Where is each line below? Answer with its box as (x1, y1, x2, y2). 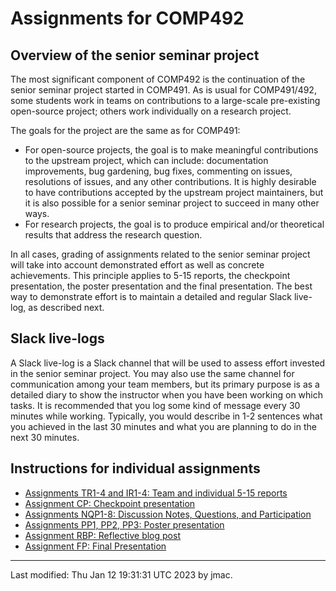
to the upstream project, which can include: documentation (24, 155, 269, 166)
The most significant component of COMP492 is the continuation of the (10, 73, 306, 85)
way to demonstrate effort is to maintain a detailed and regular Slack (10, 291, 292, 302)
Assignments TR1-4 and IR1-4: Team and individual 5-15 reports (24, 487, 288, 499)
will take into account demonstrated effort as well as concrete (10, 259, 265, 271)
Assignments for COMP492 (10, 7, 245, 30)
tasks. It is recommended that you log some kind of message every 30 (10, 399, 301, 411)
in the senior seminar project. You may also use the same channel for (10, 367, 295, 379)
